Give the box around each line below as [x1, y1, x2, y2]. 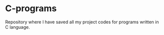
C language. [5, 24, 30, 30]
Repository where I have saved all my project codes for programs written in [5, 19, 159, 25]
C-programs [5, 3, 57, 14]
